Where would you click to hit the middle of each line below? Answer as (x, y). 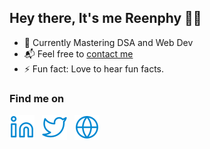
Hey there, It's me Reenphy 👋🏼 (105, 18)
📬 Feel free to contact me (78, 53)
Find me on (37, 98)
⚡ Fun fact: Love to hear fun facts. (93, 68)
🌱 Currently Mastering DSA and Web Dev (108, 42)
